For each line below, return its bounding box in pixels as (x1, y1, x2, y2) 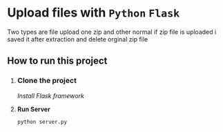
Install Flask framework (17, 91, 84, 100)
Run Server (17, 105, 50, 113)
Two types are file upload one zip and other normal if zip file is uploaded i (7, 28, 217, 36)
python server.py (17, 118, 68, 125)
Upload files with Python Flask (7, 5, 180, 21)
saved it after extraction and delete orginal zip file (7, 35, 148, 43)
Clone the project (17, 76, 77, 86)
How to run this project (7, 55, 108, 67)
